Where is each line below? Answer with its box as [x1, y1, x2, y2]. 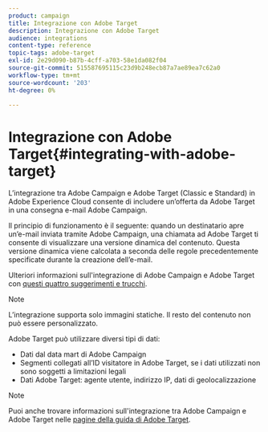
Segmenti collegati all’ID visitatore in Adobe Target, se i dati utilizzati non [19, 358, 261, 368]
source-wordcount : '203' [8, 79, 91, 87]
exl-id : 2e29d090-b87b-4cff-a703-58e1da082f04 [8, 57, 167, 65]
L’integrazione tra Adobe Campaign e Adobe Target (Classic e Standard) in [8, 188, 255, 198]
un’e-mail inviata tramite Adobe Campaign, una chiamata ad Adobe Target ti [8, 229, 259, 239]
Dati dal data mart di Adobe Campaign [19, 349, 147, 359]
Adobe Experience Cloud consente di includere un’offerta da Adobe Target [8, 197, 255, 207]
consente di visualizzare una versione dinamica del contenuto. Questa [8, 238, 241, 248]
